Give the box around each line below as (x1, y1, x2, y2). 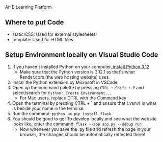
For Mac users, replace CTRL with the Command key (19, 95, 127, 101)
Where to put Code (5, 18, 64, 26)
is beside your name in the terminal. (12, 105, 85, 111)
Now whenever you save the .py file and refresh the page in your (19, 126, 151, 132)
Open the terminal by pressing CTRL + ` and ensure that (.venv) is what (12, 100, 157, 106)
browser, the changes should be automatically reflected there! (19, 131, 146, 137)
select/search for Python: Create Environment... (12, 90, 112, 95)
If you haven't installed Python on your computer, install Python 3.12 (12, 64, 150, 70)
